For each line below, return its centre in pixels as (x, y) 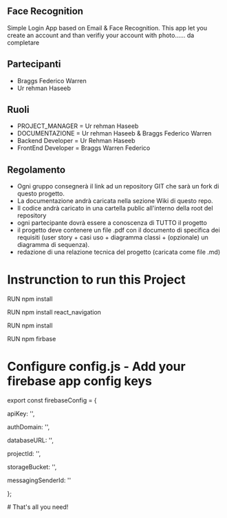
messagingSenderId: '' (39, 480)
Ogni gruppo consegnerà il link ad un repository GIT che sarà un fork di (118, 186)
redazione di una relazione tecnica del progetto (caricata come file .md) (119, 252)
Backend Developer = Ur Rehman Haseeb (76, 141)
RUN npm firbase (32, 339)
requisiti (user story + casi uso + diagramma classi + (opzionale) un (112, 237)
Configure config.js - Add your (96, 367)
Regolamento (36, 170)
